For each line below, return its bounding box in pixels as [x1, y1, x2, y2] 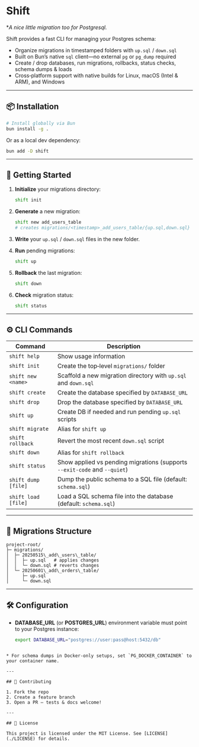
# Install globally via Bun [6, 120, 76, 126]
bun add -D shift [6, 148, 49, 154]
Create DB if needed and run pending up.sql [57, 408, 181, 416]
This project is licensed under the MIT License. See [6, 730, 142, 736]
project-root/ [6, 542, 41, 548]
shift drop [9, 399, 40, 406]
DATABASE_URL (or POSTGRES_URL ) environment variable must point [14, 619, 188, 626]
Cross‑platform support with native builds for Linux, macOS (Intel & [14, 72, 179, 79]
